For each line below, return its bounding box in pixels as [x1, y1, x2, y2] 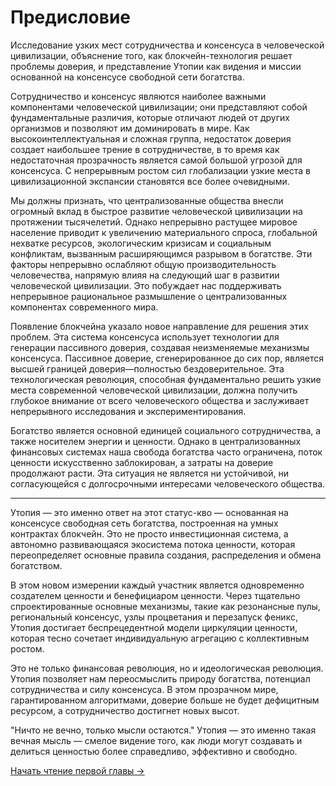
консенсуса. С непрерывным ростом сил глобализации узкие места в [10, 164, 311, 176]
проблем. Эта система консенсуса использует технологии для [10, 331, 280, 343]
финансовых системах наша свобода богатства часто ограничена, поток [10, 446, 323, 458]
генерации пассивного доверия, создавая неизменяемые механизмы [10, 341, 310, 353]
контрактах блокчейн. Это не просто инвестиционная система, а [10, 527, 289, 540]
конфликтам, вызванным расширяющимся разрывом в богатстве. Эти [10, 247, 313, 260]
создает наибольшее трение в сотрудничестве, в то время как [10, 143, 280, 155]
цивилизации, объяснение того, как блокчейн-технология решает [10, 49, 293, 61]
